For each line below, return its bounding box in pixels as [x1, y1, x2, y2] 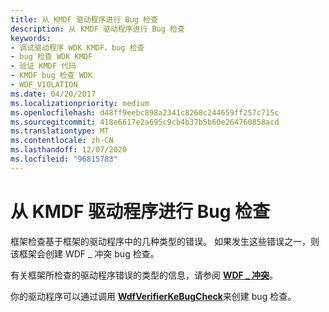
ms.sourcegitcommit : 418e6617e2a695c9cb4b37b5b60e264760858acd [10, 117, 280, 127]
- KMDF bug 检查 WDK [10, 71, 93, 81]
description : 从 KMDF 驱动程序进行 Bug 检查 [10, 24, 185, 34]
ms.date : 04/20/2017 [10, 89, 97, 99]
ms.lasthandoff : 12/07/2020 [10, 145, 128, 155]
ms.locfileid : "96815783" [10, 154, 118, 164]
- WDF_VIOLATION [10, 80, 78, 90]
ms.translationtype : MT [10, 126, 110, 136]
